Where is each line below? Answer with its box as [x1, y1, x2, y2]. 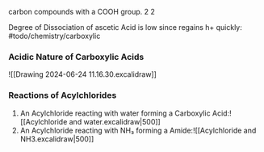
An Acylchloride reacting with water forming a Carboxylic [19, 108, 212, 118]
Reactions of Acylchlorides [8, 90, 117, 101]
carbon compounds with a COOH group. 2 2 [8, 7, 156, 16]
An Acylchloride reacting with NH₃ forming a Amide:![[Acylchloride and [19, 125, 257, 135]
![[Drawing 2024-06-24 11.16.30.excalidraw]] [8, 70, 157, 79]
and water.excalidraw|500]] [69, 116, 161, 126]
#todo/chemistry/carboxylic [8, 32, 101, 40]
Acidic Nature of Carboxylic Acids [8, 51, 145, 62]
